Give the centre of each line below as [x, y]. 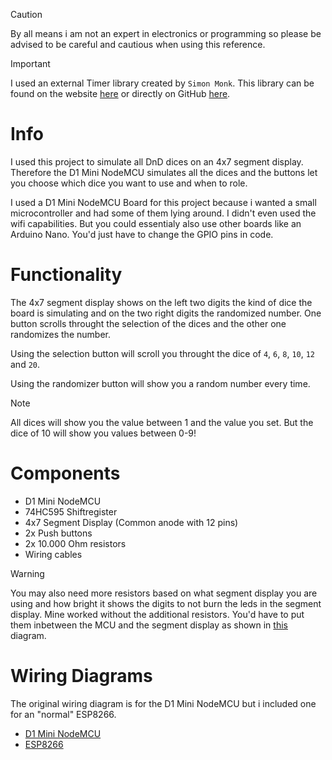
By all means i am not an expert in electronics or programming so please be [166, 33]
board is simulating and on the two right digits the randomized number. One [166, 313]
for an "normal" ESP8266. [63, 714]
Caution [26, 14]
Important [30, 63]
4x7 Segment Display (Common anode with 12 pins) [131, 522]
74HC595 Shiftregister [71, 511]
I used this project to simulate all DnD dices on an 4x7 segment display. [157, 161]
